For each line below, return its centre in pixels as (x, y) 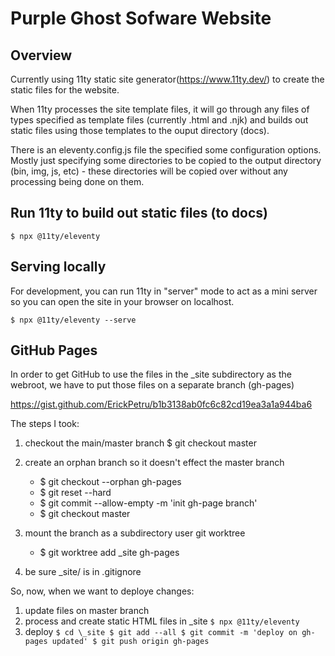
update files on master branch (87, 611)
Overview (41, 55)
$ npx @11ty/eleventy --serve (73, 320)
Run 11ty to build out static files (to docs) (139, 213)
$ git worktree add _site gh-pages (109, 553)
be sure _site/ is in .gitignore (83, 572)
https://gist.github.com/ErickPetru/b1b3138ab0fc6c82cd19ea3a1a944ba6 (161, 404)
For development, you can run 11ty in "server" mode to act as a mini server (164, 291)
